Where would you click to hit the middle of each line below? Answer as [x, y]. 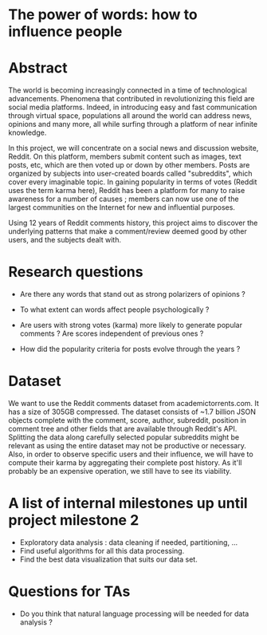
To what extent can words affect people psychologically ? [114, 310]
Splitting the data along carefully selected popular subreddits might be [124, 437]
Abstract [38, 68]
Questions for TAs [69, 592]
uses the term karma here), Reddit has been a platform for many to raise [127, 191]
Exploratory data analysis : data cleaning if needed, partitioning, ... [129, 542]
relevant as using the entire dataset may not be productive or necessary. [128, 446]
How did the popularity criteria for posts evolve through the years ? [130, 349]
